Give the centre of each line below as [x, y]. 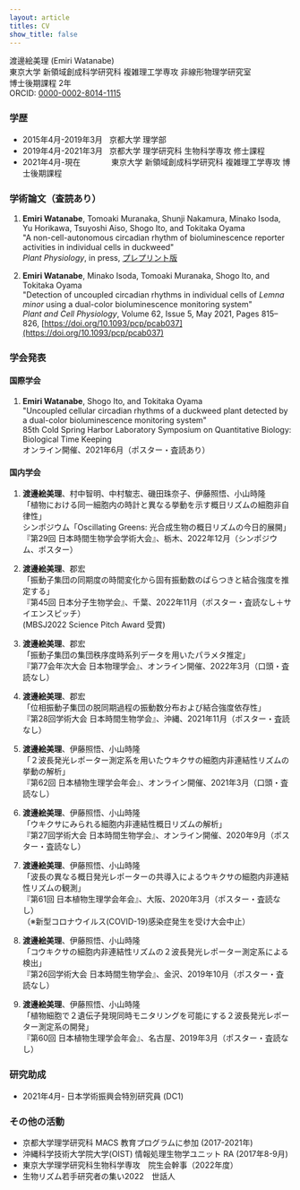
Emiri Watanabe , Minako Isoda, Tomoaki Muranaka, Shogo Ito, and [146, 275]
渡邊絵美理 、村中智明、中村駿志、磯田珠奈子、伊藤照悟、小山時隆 [144, 494]
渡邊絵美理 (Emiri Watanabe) [62, 61]
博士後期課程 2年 [40, 83]
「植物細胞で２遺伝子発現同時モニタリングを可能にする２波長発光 [144, 1016]
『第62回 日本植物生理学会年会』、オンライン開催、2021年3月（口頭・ [151, 783]
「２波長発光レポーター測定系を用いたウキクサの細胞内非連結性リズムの [155, 760]
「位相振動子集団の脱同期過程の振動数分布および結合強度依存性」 [144, 708]
